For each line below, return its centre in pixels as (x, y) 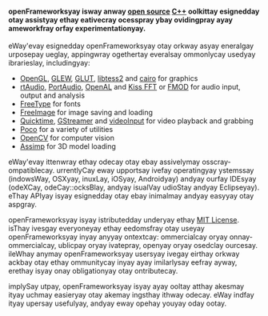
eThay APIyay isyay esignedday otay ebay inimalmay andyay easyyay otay (131, 196)
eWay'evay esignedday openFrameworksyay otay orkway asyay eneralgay (131, 46)
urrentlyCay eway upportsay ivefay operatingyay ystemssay (155, 170)
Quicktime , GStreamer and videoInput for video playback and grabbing (136, 121)
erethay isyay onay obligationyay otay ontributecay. (93, 271)
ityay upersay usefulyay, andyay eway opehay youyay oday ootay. (118, 303)
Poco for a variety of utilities (66, 130)
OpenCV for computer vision (67, 138)
